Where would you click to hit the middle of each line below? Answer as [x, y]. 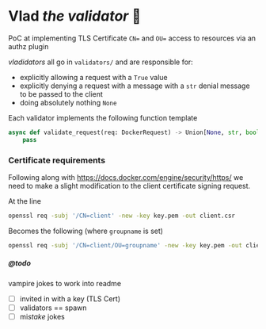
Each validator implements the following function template [103, 117]
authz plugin [28, 46]
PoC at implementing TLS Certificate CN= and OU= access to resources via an [132, 38]
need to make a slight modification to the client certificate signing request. [129, 186]
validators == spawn [53, 308]
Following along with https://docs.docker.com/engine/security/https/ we [126, 177]
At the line [25, 201]
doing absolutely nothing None [68, 102]
